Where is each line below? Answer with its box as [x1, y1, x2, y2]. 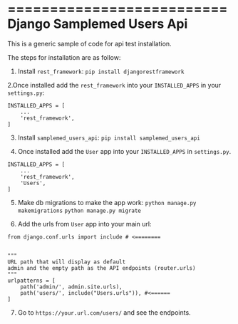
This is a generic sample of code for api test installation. [7, 39, 172, 48]
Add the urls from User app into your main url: [17, 219, 152, 228]
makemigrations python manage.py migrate [17, 207, 141, 214]
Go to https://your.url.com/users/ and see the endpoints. [17, 308, 191, 317]
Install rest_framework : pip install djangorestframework [17, 67, 185, 75]
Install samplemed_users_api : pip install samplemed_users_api [17, 133, 201, 142]
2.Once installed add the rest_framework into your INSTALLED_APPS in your [7, 80, 222, 89]
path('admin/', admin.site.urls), [20, 283, 123, 291]
